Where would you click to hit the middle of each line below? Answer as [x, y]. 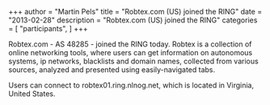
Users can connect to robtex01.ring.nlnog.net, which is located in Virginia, [131, 85]
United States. [32, 94]
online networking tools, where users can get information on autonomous [131, 52]
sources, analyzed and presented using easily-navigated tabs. [112, 70]
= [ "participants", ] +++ [49, 28]
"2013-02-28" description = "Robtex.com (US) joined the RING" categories [133, 20]
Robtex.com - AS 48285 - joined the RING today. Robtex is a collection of [130, 44]
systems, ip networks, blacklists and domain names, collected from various [133, 61]
